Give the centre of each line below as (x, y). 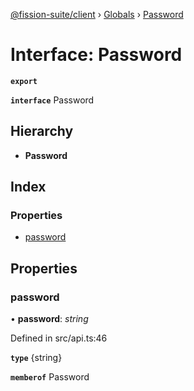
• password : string (49, 319)
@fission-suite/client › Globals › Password (97, 14)
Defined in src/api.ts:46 (59, 338)
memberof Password (50, 377)
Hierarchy (42, 131)
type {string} (36, 358)
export (24, 81)
